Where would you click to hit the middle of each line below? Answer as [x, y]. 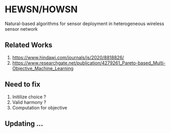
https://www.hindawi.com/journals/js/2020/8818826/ [68, 57]
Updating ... [24, 124]
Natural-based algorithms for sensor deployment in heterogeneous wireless [84, 24]
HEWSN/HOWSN [41, 9]
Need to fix [22, 85]
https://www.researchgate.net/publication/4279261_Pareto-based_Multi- [89, 63]
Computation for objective [40, 107]
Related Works [29, 45]
